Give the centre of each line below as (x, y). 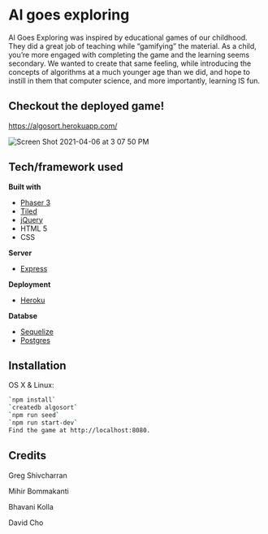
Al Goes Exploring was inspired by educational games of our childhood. (128, 37)
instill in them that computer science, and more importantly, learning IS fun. (134, 80)
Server (20, 253)
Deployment (30, 284)
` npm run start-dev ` (43, 423)
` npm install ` (32, 400)
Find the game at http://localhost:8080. (80, 430)
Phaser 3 (35, 202)
